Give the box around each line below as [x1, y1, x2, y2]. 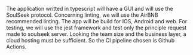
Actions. [6, 43, 27, 50]
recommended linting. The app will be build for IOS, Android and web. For [6, 18, 187, 25]
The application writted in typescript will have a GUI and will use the [6, 5, 173, 12]
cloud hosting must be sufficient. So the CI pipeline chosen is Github [6, 37, 175, 44]
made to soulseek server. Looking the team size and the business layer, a [6, 30, 186, 38]
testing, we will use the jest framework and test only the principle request [6, 24, 187, 31]
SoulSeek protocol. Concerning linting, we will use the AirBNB [6, 11, 158, 19]
